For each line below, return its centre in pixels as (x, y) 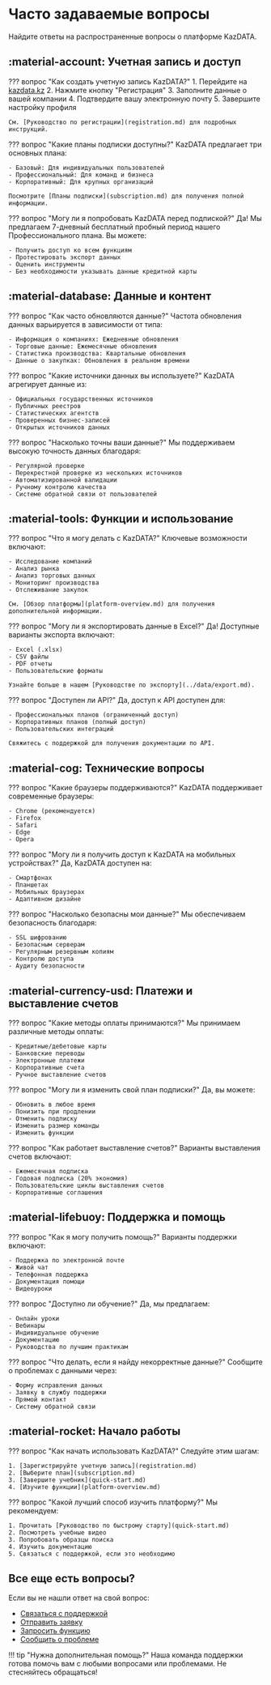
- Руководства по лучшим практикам (68, 1347)
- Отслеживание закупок (49, 590)
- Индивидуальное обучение (54, 1333)
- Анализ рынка (34, 569)
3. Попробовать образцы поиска (61, 1539)
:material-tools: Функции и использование (121, 519)
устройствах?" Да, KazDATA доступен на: (80, 863)
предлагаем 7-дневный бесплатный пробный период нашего (114, 227)
